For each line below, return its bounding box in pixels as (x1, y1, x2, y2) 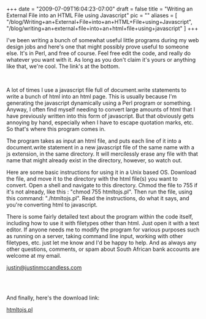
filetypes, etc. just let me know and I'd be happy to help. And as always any (6, 239, 197, 246)
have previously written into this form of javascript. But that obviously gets (6, 113, 194, 119)
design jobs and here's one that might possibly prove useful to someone (6, 43, 189, 50)
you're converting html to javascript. (6, 201, 98, 208)
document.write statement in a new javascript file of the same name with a (6, 144, 195, 151)
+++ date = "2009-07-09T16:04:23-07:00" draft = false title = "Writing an (6, 6, 193, 12)
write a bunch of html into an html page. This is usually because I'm (6, 93, 177, 100)
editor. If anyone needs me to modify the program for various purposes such (6, 226, 200, 233)
